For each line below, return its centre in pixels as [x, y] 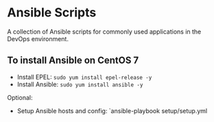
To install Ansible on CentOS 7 [73, 61]
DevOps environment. [38, 38]
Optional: [20, 97]
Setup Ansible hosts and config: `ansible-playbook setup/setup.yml [112, 110]
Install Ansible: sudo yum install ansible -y [80, 84]
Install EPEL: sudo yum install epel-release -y [84, 77]
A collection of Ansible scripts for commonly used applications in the [104, 32]
